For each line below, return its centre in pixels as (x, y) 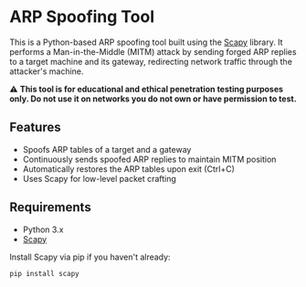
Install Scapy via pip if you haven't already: (90, 257)
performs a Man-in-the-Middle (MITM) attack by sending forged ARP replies (153, 51)
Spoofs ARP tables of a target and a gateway (107, 149)
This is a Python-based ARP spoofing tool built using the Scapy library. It (146, 42)
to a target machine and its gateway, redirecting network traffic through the (151, 61)
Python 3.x (43, 229)
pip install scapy (44, 273)
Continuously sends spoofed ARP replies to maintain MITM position (149, 159)
